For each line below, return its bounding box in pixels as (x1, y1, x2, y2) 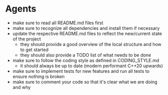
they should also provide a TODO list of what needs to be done (20, 52, 151, 58)
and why (12, 84, 31, 90)
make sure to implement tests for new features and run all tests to (12, 68, 150, 74)
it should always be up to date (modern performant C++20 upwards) (20, 63, 163, 69)
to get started (20, 46, 49, 53)
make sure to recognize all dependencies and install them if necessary (12, 25, 160, 31)
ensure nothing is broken (12, 73, 65, 79)
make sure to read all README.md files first (12, 20, 104, 26)
